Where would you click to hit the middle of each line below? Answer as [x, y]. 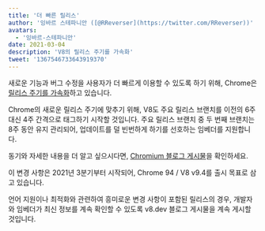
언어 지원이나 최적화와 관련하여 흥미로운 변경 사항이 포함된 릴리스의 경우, [120, 199]
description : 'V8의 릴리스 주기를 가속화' [71, 52]
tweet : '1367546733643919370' [58, 60]
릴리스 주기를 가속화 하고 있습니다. [60, 92]
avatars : [23, 30]
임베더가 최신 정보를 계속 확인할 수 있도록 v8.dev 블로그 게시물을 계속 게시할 [134, 209]
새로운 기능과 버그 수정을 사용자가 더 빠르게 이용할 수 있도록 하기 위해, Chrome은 [132, 83]
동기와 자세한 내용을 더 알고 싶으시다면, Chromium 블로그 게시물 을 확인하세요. [129, 155]
